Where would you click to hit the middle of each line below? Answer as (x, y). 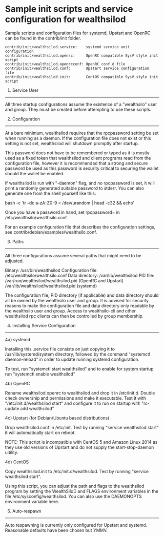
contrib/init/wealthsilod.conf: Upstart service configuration (77, 68)
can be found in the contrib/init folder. (43, 38)
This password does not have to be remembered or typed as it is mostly (77, 153)
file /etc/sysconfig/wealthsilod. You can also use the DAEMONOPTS (73, 496)
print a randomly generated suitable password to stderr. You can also (74, 188)
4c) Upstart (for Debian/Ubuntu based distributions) (57, 418)
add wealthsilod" (37, 408)
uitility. (12, 452)
